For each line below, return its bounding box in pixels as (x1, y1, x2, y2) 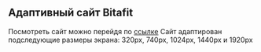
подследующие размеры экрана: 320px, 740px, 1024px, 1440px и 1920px (8, 35, 253, 44)
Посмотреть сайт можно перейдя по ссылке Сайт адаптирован (8, 26, 222, 36)
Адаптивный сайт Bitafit (8, 6, 134, 19)
